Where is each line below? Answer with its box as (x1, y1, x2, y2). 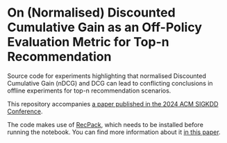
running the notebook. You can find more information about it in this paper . (7, 128, 221, 136)
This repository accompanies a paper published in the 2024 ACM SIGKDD (7, 99, 219, 108)
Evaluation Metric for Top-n (7, 35, 169, 50)
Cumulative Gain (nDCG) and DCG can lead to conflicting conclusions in (7, 79, 213, 87)
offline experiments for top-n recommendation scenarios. (7, 86, 171, 95)
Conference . (7, 107, 43, 115)
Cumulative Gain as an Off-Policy (7, 19, 203, 35)
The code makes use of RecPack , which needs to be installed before (7, 120, 203, 128)
